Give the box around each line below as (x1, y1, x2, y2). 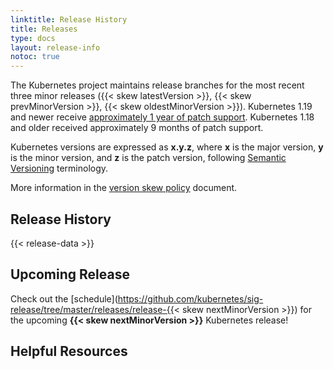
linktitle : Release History (10, 14, 128, 25)
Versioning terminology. (10, 162, 109, 175)
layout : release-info (10, 42, 101, 53)
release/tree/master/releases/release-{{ (10, 303, 175, 315)
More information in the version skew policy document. (10, 182, 238, 194)
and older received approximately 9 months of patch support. (10, 122, 264, 134)
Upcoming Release (10, 266, 130, 283)
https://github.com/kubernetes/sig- (117, 292, 264, 305)
